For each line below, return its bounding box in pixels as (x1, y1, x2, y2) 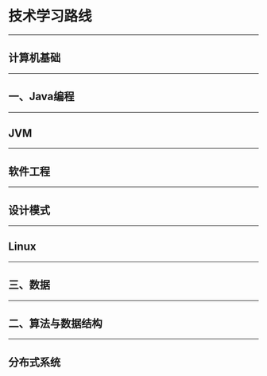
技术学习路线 (8, 7, 93, 25)
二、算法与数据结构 (8, 317, 103, 331)
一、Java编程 (8, 90, 75, 103)
